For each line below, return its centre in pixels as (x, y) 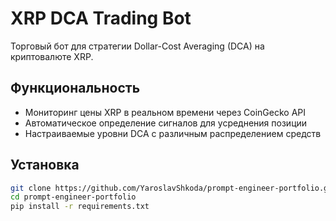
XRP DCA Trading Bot (101, 18)
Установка (45, 165)
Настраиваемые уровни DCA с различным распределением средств (173, 133)
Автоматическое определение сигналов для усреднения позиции (166, 123)
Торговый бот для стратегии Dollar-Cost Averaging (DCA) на (137, 46)
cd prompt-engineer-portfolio (73, 197)
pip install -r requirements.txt (80, 207)
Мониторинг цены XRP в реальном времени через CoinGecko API (165, 112)
